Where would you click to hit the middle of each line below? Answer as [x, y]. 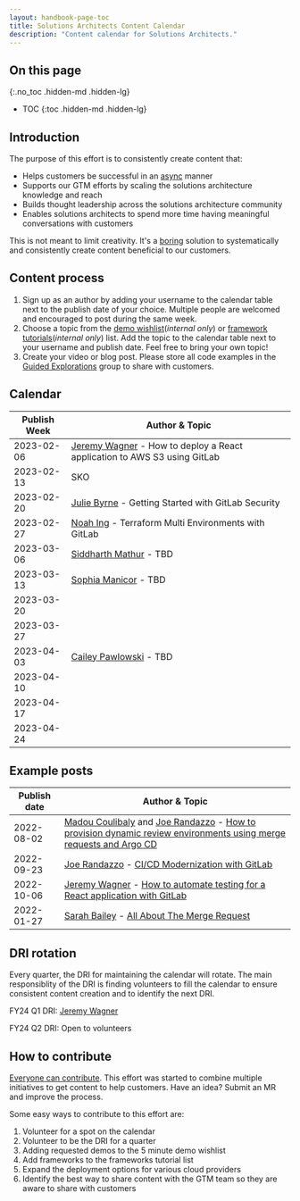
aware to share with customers [79, 1188]
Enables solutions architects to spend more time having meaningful [146, 214]
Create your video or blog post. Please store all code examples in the [149, 356]
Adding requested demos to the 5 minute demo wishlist [124, 1151]
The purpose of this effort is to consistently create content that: [126, 158]
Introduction [45, 137]
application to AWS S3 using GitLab [146, 456]
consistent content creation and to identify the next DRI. [112, 994]
